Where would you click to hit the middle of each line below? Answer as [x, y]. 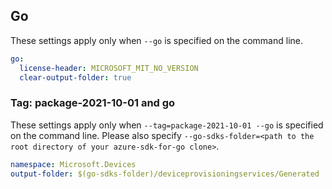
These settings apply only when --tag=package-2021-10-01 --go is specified [167, 125]
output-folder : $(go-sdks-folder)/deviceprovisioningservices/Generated [165, 174]
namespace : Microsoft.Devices [73, 164]
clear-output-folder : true [75, 77]
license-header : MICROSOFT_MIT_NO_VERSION [109, 68]
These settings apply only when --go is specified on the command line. [156, 40]
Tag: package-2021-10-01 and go [93, 103]
